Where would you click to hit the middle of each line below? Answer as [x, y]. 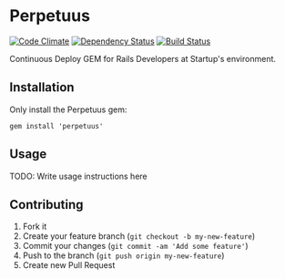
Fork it [35, 227]
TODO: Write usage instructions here [78, 176]
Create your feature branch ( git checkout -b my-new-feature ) [139, 236]
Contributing [46, 205]
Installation [42, 88]
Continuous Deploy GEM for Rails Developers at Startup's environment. [142, 58]
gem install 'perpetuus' [56, 126]
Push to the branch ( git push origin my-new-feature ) [123, 255]
